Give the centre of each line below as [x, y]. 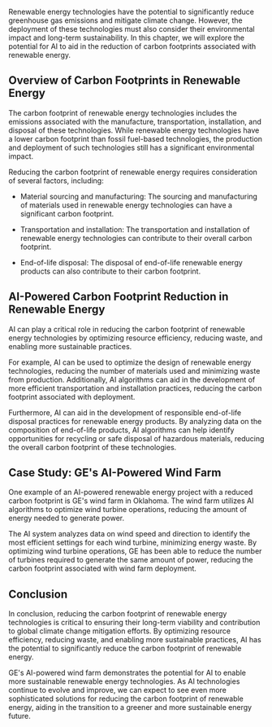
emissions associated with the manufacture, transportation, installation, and [135, 121]
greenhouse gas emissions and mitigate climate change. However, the [126, 20]
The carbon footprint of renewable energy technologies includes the [123, 112]
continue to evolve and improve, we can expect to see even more [118, 690]
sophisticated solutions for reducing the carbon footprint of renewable [126, 699]
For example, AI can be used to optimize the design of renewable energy [130, 362]
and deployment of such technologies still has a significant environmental [132, 147]
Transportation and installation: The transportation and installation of [135, 229]
